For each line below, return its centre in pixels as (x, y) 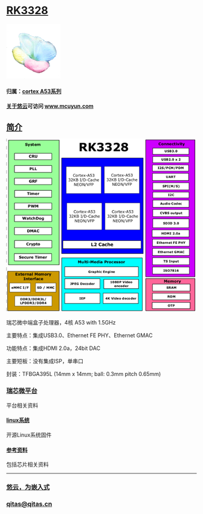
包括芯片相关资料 (27, 464)
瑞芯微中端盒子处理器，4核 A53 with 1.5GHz (61, 322)
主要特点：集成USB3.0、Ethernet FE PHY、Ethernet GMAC (79, 335)
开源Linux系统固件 (29, 435)
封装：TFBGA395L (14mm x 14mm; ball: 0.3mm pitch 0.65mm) (84, 374)
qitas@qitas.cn (29, 504)
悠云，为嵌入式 (28, 487)
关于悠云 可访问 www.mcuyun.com (50, 106)
